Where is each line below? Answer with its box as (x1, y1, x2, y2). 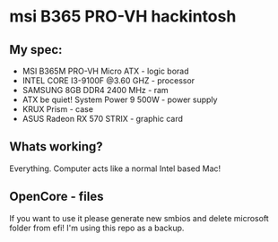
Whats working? (9, 139, 103, 154)
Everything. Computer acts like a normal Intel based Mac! (9, 163, 222, 174)
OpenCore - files (9, 189, 104, 204)
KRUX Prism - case (22, 104, 94, 114)
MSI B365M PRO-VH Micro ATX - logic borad (22, 65, 190, 76)
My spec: (9, 42, 63, 57)
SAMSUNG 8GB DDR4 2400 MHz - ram (22, 85, 169, 95)
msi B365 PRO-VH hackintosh (9, 6, 237, 27)
